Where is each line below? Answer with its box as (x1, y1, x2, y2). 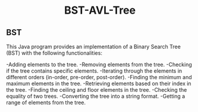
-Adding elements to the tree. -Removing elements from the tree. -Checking (6, 61, 192, 68)
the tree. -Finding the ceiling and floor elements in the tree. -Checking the (6, 86, 187, 93)
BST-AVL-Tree (64, 4, 136, 17)
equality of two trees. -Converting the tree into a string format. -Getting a (6, 93, 186, 99)
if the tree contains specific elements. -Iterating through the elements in (6, 67, 183, 74)
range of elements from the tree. (6, 99, 86, 106)
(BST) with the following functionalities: (6, 49, 103, 57)
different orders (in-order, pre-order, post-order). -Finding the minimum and (6, 74, 192, 80)
